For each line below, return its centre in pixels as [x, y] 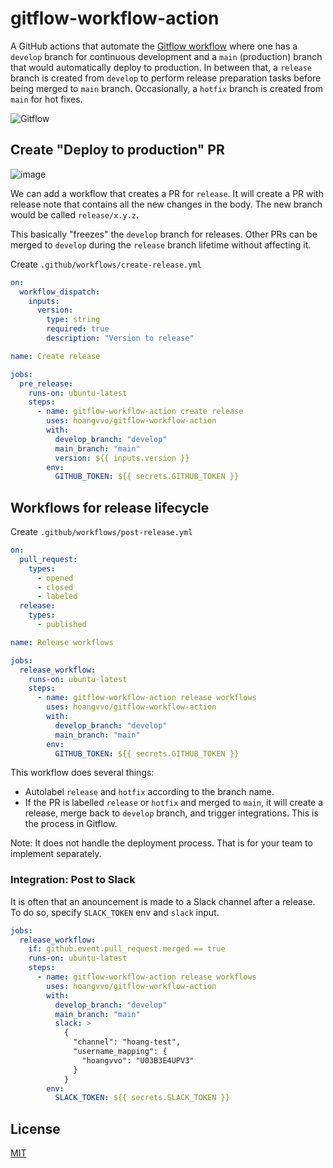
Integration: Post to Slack [73, 880]
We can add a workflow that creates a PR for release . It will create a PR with [167, 193]
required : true [78, 329]
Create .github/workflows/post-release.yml [101, 532]
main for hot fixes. [46, 99]
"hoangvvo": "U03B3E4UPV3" [138, 1060]
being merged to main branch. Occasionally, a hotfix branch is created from [167, 88]
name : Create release [55, 356]
